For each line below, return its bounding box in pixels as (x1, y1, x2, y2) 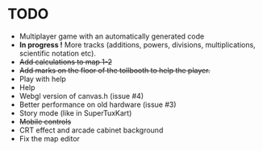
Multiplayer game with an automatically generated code (19, 31, 205, 41)
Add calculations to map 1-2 (19, 57, 113, 67)
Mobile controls (19, 116, 72, 126)
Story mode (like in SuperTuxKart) (19, 108, 132, 117)
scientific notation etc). (19, 48, 96, 58)
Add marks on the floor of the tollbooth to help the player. (19, 65, 211, 75)
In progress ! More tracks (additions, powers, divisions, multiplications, (19, 39, 256, 49)
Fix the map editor (19, 133, 80, 143)
